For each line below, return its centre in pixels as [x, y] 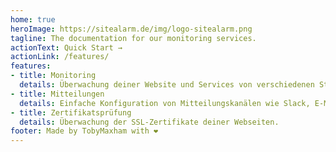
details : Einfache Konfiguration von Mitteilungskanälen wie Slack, [165, 103]
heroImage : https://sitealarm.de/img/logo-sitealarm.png [131, 29]
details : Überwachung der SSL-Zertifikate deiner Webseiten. [149, 122]
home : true [33, 19]
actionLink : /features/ [60, 57]
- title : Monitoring [53, 76]
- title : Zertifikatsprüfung [71, 112]
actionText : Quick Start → [66, 47]
